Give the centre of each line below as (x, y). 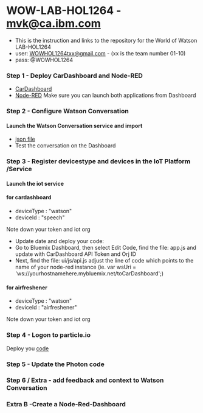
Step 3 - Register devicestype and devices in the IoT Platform (98, 161)
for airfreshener (27, 288)
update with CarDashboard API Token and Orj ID (76, 254)
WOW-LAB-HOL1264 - (64, 11)
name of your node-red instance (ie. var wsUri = (76, 267)
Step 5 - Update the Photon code (55, 364)
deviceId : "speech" (40, 217)
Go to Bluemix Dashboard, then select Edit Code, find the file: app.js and (105, 248)
